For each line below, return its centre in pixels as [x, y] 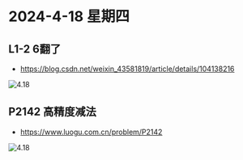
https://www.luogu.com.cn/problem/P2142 [91, 132]
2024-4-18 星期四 [69, 17]
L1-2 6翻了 [35, 49]
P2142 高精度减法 [53, 112]
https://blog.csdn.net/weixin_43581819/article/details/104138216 [127, 69]
